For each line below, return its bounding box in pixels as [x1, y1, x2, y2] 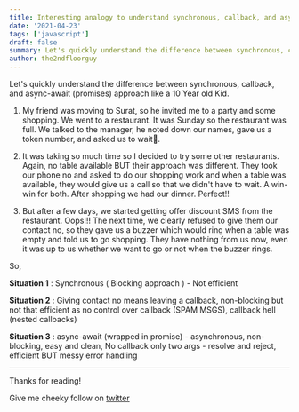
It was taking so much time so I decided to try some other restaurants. [21, 151, 279, 161]
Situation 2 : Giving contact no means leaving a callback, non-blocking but [9, 295, 284, 305]
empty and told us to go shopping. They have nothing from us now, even [21, 234, 289, 244]
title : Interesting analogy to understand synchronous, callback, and [9, 12, 277, 22]
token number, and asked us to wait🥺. [21, 134, 161, 144]
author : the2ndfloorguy [9, 54, 98, 63]
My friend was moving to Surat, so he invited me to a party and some [21, 106, 276, 115]
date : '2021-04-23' [9, 21, 82, 30]
